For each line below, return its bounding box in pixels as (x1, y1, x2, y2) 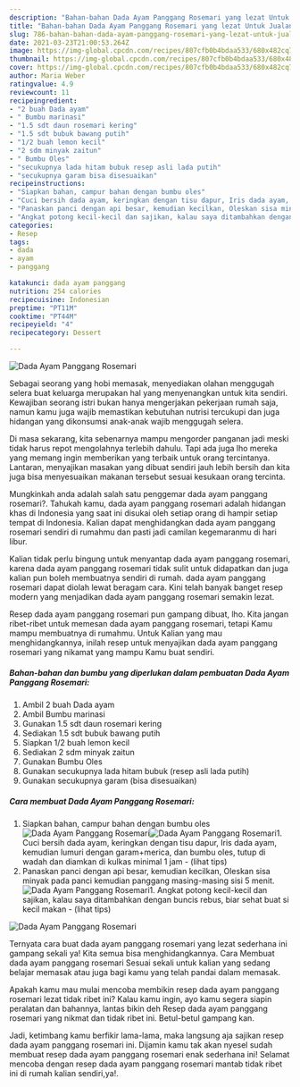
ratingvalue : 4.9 (9, 80, 74, 88)
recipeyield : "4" (9, 320, 74, 329)
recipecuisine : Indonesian (9, 295, 110, 304)
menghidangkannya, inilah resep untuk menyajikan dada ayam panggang (9, 637, 279, 648)
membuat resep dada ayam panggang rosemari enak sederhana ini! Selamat (9, 1049, 290, 1059)
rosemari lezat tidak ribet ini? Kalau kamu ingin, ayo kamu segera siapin (9, 993, 272, 1004)
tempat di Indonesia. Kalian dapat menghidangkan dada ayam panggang (9, 518, 276, 527)
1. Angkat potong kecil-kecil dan (149, 884, 268, 895)
